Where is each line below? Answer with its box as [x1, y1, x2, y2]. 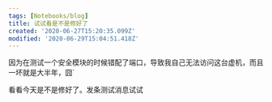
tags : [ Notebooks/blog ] [8, 11, 89, 20]
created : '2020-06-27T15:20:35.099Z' [8, 27, 136, 35]
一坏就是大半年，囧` [8, 68, 75, 78]
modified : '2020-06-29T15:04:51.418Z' [8, 34, 139, 43]
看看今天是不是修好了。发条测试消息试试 [8, 85, 143, 95]
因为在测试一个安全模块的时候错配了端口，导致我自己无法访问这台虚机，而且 [8, 57, 264, 67]
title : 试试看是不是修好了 [8, 19, 89, 28]
